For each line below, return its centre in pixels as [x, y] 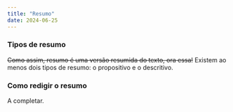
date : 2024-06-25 [33, 20]
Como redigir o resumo [47, 85]
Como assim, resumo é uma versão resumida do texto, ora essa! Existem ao [117, 59]
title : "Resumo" [31, 14]
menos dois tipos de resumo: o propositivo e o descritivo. [90, 67]
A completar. [26, 101]
